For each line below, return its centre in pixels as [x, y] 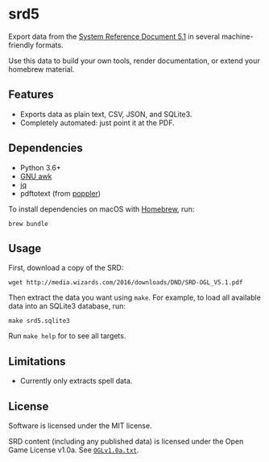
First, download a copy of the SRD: [66, 268]
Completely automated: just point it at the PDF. [97, 123]
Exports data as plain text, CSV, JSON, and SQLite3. [106, 114]
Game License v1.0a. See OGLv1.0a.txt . [74, 450]
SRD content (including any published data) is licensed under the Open [126, 441]
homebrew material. [41, 69]
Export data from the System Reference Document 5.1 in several [114, 36]
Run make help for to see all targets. [67, 336]
